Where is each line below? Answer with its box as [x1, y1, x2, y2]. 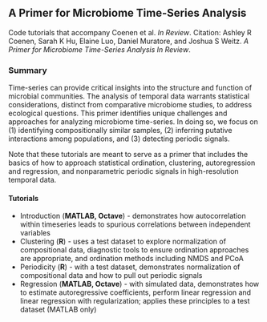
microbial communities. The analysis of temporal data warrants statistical [8, 91, 250, 101]
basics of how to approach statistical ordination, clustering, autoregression [8, 158, 256, 167]
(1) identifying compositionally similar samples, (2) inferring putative [8, 126, 233, 135]
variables [19, 228, 51, 238]
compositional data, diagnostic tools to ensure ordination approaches [19, 245, 249, 255]
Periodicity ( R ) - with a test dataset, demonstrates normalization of [19, 262, 241, 272]
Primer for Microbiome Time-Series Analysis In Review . [8, 44, 191, 54]
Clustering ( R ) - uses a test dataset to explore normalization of [19, 236, 227, 247]
